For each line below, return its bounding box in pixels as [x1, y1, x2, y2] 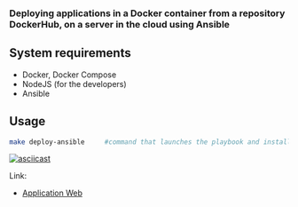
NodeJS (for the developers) [21, 78, 127, 89]
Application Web [21, 187, 82, 198]
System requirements [9, 45, 131, 60]
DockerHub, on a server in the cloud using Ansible [9, 18, 231, 30]
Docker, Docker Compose [21, 69, 117, 80]
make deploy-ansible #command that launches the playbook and [9, 137, 260, 147]
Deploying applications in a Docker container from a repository [9, 7, 286, 20]
